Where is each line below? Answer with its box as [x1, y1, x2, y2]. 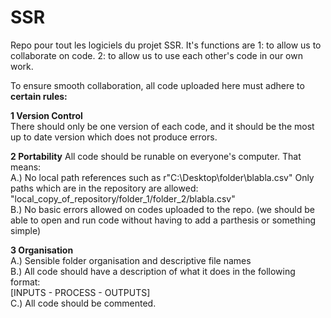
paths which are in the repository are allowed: [10, 182, 199, 194]
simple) [10, 224, 42, 236]
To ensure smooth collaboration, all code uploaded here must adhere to [10, 79, 305, 91]
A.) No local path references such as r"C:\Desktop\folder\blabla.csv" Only [10, 171, 315, 183]
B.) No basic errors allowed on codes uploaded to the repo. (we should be [10, 203, 315, 215]
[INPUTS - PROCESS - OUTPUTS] [10, 286, 151, 298]
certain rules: [10, 90, 68, 102]
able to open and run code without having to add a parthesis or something [10, 214, 317, 226]
